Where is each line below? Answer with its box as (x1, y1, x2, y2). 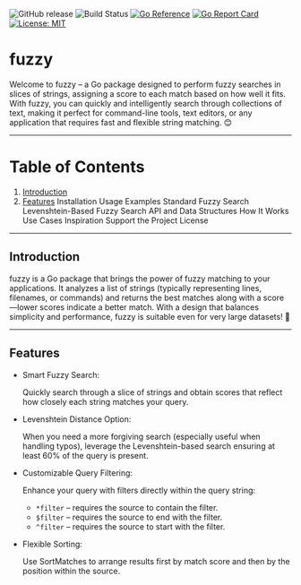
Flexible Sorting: (21, 538, 83, 549)
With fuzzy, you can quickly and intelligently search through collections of (9, 98, 282, 108)
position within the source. (21, 565, 121, 576)
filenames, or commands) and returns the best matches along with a (9, 292, 262, 303)
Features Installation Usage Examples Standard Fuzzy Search (21, 195, 249, 206)
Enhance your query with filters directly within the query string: (21, 485, 256, 495)
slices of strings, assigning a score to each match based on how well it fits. (9, 88, 287, 99)
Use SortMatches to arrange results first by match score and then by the (21, 555, 290, 566)
